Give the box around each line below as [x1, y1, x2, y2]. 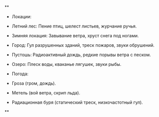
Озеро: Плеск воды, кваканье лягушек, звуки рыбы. [11, 61, 122, 67]
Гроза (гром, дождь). [11, 81, 56, 86]
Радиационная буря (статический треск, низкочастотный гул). [11, 99, 143, 105]
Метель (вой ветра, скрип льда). [11, 90, 80, 95]
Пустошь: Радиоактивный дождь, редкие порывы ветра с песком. [11, 52, 151, 58]
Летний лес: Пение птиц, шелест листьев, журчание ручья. [11, 23, 137, 29]
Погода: [11, 71, 29, 77]
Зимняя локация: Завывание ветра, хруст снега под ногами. [11, 33, 139, 38]
